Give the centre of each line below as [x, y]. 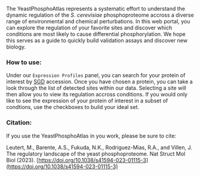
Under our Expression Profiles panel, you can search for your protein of [96, 75]
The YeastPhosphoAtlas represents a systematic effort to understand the [96, 9]
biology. [16, 47]
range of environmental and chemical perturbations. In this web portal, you [98, 21]
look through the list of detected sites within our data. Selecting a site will [96, 88]
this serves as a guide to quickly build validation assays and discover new [97, 40]
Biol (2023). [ [22, 160]
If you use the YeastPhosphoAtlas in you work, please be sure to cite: [91, 136]
